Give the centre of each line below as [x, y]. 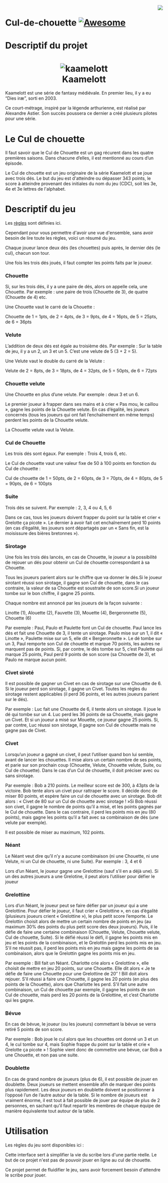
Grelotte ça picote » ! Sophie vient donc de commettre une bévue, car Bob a [84, 1050]
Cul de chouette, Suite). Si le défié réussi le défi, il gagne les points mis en [81, 937]
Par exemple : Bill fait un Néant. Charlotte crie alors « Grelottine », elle [77, 963]
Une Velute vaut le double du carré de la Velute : [55, 361]
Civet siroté [19, 673]
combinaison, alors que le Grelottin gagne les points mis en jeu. [70, 953]
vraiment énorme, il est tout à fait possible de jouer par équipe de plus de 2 [82, 1100]
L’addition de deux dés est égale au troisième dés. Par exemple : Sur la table [84, 346]
